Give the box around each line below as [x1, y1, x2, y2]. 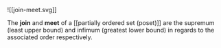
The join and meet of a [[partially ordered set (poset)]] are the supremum [7, 19, 215, 26]
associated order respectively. [7, 33, 93, 41]
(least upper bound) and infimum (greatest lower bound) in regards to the [7, 26, 215, 34]
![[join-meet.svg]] [7, 6, 57, 14]
